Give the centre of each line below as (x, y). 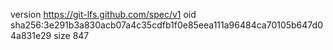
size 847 (71, 35)
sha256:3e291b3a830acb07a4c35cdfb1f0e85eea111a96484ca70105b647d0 (166, 25)
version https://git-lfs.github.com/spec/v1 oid (103, 14)
